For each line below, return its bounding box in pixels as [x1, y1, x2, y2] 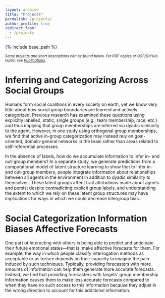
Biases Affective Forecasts [5, 223, 118, 235]
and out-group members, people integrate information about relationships [5, 169, 156, 175]
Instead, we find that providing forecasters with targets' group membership [5, 271, 159, 277]
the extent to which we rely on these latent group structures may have [5, 190, 148, 196]
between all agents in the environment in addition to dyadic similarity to [5, 174, 151, 180]
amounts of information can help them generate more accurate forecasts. [5, 266, 155, 272]
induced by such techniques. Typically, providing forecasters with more [5, 261, 151, 267]
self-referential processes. [5, 144, 59, 149]
